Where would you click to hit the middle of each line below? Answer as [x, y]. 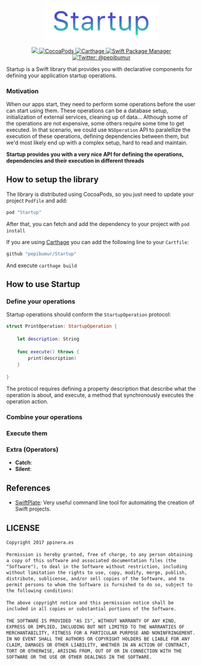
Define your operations [41, 301]
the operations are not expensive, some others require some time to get [95, 124]
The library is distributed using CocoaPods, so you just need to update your [100, 194]
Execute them [27, 433]
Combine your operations [44, 417]
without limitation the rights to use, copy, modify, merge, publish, [97, 572]
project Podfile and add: [37, 200]
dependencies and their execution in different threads [75, 161]
